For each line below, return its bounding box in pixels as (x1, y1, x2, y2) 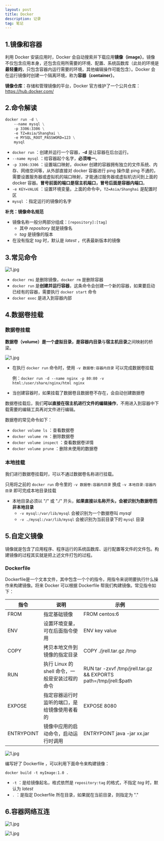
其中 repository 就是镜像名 (19, 225, 73, 231)
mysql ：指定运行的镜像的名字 (12, 198, 72, 204)
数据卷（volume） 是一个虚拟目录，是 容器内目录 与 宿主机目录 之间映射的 (5, 338, 149, 344)
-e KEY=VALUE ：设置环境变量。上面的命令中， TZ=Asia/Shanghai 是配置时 (12, 186, 158, 192)
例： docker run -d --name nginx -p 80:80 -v (12, 375, 104, 381)
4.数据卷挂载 (5, 311, 44, 319)
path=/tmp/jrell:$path (83, 677, 133, 684)
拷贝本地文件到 (43, 644, 78, 651)
